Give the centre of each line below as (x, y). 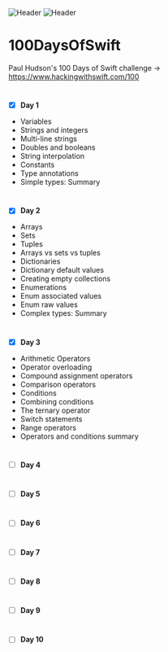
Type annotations (49, 173)
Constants (37, 165)
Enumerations (43, 287)
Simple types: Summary (60, 182)
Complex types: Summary (63, 313)
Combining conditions (57, 401)
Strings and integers (54, 130)
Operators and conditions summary (80, 436)
